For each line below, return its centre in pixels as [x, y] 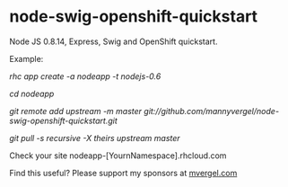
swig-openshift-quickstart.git [64, 120]
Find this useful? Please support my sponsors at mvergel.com [123, 173]
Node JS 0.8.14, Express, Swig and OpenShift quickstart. [113, 41]
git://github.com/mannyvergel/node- [211, 111]
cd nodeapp [32, 93]
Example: [26, 58]
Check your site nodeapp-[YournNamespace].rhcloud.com [118, 156]
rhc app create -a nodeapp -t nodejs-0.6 [85, 76]
